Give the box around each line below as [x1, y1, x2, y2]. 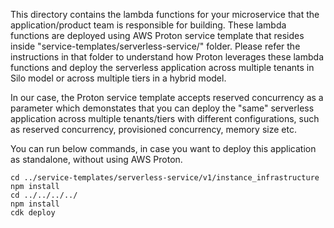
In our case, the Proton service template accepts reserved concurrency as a [10, 92, 324, 103]
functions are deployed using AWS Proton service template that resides [10, 30, 305, 41]
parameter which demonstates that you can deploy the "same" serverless [10, 102, 315, 114]
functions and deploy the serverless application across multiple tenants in [10, 62, 315, 73]
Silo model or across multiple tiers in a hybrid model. [10, 72, 227, 84]
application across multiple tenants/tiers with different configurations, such [10, 113, 320, 124]
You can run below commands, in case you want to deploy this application [10, 143, 317, 154]
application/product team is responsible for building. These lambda [10, 19, 287, 31]
